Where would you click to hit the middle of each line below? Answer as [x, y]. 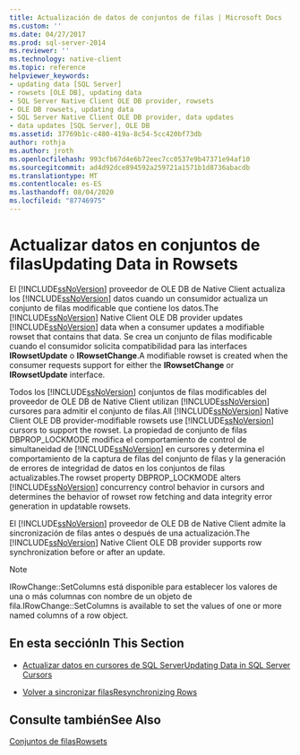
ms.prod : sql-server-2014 [57, 43]
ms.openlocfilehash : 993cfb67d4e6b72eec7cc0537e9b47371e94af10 [130, 159]
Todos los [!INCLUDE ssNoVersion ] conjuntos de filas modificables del [138, 391]
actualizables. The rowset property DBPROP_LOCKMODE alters [125, 477]
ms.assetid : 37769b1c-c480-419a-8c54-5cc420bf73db [106, 134]
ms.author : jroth [42, 150]
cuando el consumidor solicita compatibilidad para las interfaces [129, 346]
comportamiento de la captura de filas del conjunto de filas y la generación [148, 459]
